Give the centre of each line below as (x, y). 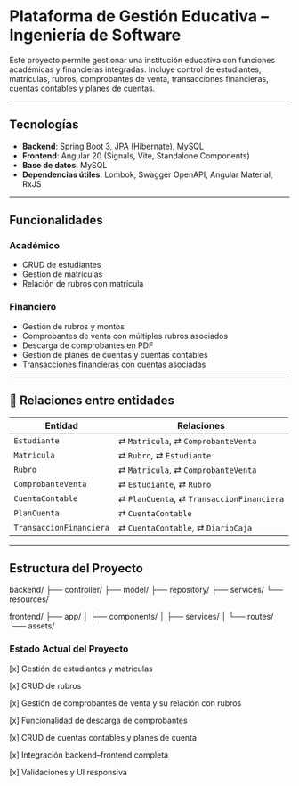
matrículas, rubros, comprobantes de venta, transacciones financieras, (139, 78)
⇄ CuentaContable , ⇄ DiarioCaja (185, 527)
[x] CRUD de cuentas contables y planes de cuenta (103, 737)
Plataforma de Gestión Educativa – (139, 16)
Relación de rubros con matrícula (83, 284)
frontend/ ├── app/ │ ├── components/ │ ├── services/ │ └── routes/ (141, 617)
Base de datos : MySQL (65, 165)
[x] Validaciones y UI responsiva (68, 772)
